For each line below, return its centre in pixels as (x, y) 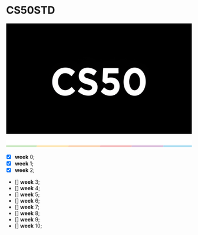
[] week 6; (27, 200)
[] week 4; (27, 188)
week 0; (25, 157)
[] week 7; (27, 207)
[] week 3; (27, 182)
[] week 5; (27, 194)
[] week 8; (27, 213)
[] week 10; (28, 226)
